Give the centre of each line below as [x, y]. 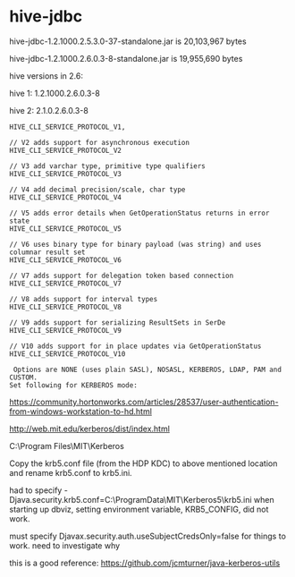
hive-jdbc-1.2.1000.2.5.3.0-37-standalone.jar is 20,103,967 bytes [128, 41]
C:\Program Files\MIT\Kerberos [67, 445]
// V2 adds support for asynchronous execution [100, 142]
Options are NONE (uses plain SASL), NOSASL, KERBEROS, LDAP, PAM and [147, 369]
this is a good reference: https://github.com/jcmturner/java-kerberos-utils [145, 563]
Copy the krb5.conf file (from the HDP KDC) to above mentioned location [143, 463]
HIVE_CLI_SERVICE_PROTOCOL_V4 [66, 197]
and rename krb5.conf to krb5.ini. [71, 472]
